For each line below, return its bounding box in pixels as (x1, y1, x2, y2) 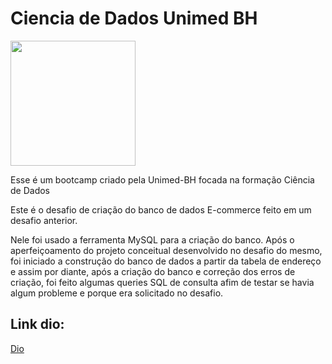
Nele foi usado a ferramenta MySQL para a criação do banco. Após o (10, 233, 295, 246)
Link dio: (10, 316, 65, 333)
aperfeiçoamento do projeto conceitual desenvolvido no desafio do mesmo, (10, 244, 323, 256)
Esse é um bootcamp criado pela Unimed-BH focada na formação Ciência (10, 173, 315, 186)
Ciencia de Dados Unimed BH (10, 7, 258, 30)
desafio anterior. (10, 214, 78, 226)
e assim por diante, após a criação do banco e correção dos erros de (10, 265, 296, 277)
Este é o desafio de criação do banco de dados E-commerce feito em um (10, 203, 312, 216)
